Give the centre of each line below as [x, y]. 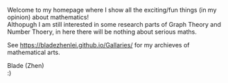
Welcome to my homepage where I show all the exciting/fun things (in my [112, 10]
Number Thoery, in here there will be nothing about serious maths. [102, 32]
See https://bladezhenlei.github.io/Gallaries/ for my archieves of [98, 45]
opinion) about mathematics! [48, 17]
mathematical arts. [34, 52]
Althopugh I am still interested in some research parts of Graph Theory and [114, 24]
